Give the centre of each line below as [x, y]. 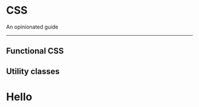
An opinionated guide [32, 27]
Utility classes [33, 71]
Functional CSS [35, 51]
